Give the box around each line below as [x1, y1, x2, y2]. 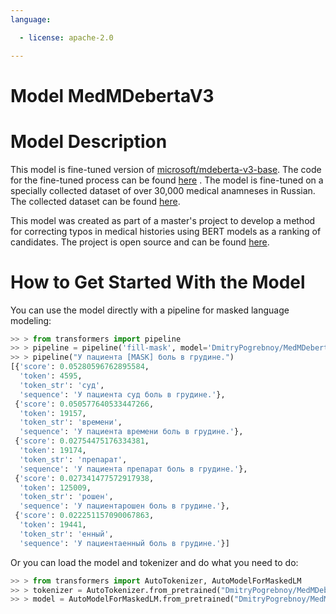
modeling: [10, 314, 52, 326]
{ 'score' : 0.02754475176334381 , [14, 436, 150, 446]
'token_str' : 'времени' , [19, 417, 123, 428]
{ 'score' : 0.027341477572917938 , [14, 473, 155, 483]
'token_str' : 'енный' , [19, 529, 114, 539]
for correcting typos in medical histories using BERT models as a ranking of [10, 225, 322, 237]
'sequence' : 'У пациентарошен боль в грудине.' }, [19, 501, 230, 511]
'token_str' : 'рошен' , [19, 492, 114, 502]
